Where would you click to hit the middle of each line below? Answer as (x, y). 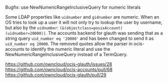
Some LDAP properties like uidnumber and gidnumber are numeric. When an (82, 17)
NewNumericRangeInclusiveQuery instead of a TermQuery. (66, 54)
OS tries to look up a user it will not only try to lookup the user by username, (84, 22)
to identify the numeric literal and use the (68, 49)
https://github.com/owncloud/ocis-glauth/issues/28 (59, 64)
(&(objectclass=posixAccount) (91, 28)
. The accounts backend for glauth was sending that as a (104, 33)
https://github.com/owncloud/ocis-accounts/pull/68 (59, 69)
